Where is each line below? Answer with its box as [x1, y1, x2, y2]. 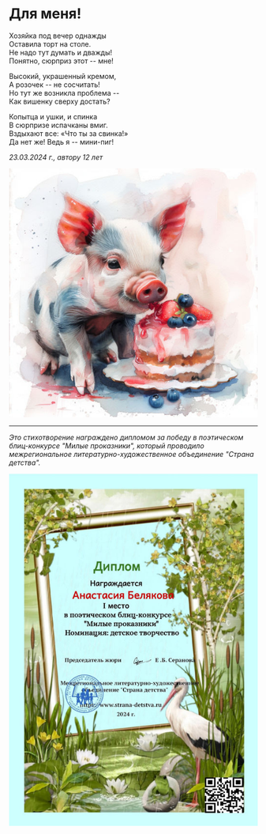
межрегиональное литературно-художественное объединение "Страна [9, 449, 255, 459]
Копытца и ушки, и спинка [9, 111, 98, 121]
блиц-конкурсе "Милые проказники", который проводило [9, 440, 204, 451]
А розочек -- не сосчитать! [9, 80, 101, 89]
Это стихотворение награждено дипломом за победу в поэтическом [9, 432, 244, 442]
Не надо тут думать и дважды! [9, 47, 113, 57]
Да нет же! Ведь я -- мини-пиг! [9, 137, 114, 146]
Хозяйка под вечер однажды [9, 31, 107, 40]
